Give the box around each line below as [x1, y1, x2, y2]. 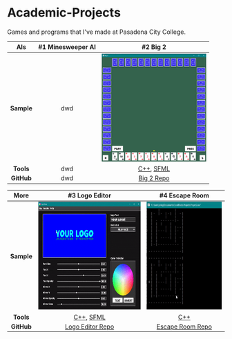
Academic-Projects [7, 5, 121, 21]
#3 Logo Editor [68, 191, 112, 200]
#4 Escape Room [159, 191, 209, 200]
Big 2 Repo [138, 174, 170, 182]
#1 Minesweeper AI [38, 43, 97, 51]
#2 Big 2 [141, 43, 167, 51]
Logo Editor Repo [65, 322, 115, 331]
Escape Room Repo [156, 322, 213, 331]
